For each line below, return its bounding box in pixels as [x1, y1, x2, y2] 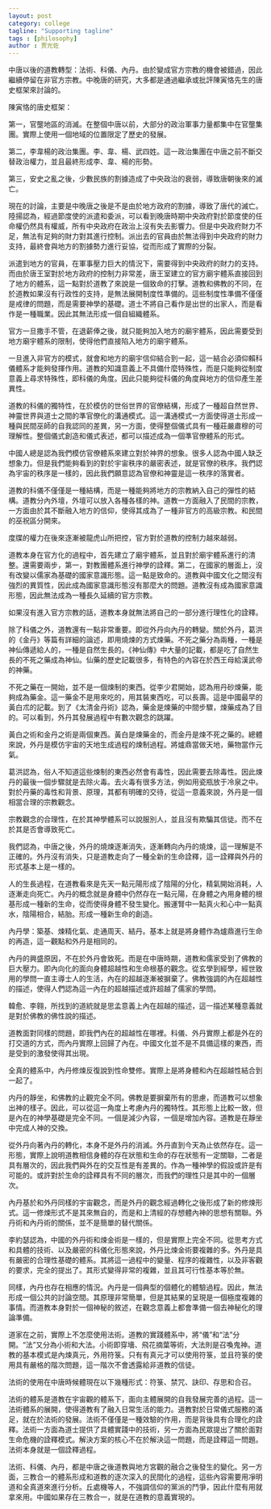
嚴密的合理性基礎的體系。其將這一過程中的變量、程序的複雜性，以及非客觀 [15, 1256, 263, 1265]
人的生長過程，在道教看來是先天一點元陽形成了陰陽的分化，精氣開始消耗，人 [8, 879, 263, 888]
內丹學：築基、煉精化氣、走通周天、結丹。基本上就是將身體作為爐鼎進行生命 [8, 926, 263, 936]
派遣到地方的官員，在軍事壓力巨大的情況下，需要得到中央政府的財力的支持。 [8, 259, 263, 269]
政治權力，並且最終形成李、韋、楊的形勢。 [15, 157, 157, 166]
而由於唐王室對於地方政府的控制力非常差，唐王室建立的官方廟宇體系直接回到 [8, 269, 263, 278]
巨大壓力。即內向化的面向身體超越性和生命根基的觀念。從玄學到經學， [8, 964, 242, 973]
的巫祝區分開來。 [8, 516, 65, 525]
